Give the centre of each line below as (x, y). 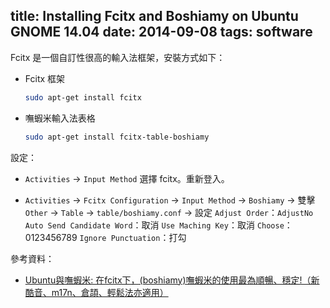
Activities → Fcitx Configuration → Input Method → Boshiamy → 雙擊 (170, 200)
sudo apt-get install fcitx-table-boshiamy (117, 137)
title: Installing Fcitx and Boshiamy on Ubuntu (154, 16)
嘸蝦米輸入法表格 (60, 118)
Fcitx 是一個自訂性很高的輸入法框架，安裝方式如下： (118, 57)
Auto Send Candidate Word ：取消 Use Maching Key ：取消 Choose (154, 225)
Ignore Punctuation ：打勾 (133, 237)
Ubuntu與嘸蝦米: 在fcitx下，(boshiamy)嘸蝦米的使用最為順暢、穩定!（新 (172, 280)
